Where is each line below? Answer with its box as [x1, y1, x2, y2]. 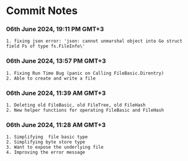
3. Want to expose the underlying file [6, 145, 104, 150]
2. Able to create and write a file [6, 75, 96, 81]
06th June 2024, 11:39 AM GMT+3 [6, 89, 106, 97]
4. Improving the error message [6, 149, 85, 156]
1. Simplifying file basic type [6, 134, 88, 140]
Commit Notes [6, 4, 78, 18]
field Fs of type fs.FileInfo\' [6, 43, 85, 49]
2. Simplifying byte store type [6, 139, 85, 145]
